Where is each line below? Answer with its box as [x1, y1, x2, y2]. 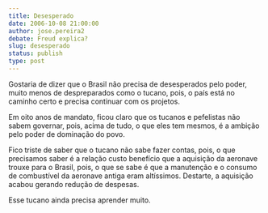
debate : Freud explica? [8, 34, 89, 43]
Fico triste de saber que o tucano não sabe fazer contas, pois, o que [8, 145, 236, 155]
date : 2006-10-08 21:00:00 [8, 19, 99, 28]
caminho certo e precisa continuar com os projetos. [8, 96, 180, 106]
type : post [8, 58, 45, 66]
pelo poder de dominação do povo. [8, 129, 125, 138]
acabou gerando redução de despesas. [8, 179, 140, 189]
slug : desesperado [8, 42, 70, 50]
